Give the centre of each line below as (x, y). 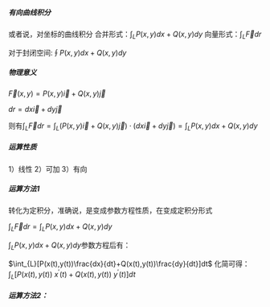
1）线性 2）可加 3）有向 (48, 168)
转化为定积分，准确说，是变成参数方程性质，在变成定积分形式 (110, 210)
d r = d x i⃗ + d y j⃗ (35, 109)
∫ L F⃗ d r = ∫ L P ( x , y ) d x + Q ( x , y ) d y (60, 228)
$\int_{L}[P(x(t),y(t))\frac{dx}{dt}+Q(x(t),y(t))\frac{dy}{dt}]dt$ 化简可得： (129, 264)
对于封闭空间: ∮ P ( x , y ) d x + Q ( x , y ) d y (67, 52)
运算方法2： (28, 296)
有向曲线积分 (29, 12)
